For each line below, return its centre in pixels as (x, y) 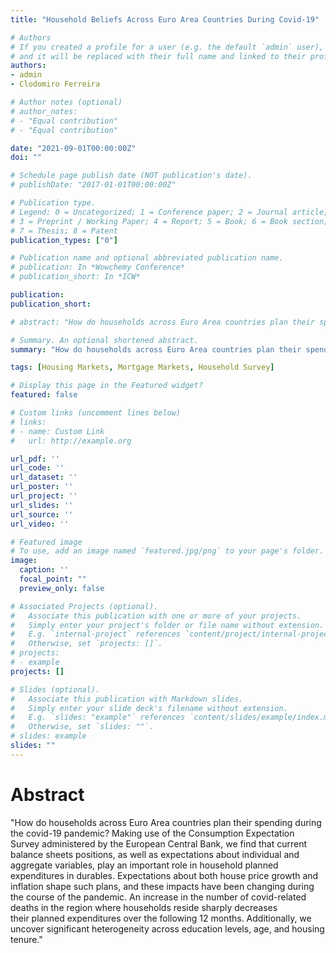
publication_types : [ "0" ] (64, 240)
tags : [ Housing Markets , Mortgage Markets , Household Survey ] (142, 367)
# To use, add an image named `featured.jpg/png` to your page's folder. (167, 551)
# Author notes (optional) (66, 102)
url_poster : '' (42, 487)
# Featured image (46, 542)
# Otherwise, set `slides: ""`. (82, 727)
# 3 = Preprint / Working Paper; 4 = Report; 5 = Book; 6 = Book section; (169, 221)
